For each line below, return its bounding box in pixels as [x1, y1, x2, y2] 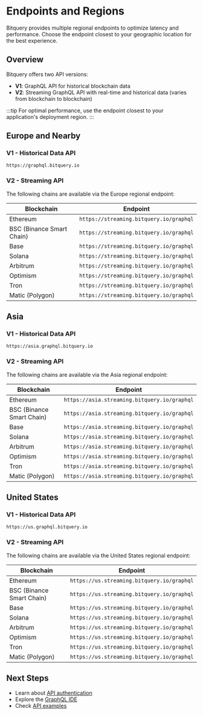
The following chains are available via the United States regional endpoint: [6, 551, 191, 559]
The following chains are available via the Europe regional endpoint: [6, 190, 175, 197]
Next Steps [6, 673, 49, 684]
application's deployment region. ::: [6, 113, 94, 120]
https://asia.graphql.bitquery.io [6, 343, 94, 350]
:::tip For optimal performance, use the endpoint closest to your [6, 107, 164, 114]
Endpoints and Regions [6, 4, 125, 18]
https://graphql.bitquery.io [6, 162, 80, 168]
